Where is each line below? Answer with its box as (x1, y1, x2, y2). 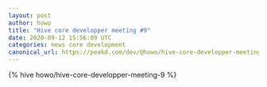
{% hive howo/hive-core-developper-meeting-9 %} (8, 70, 177, 79)
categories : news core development (8, 41, 126, 49)
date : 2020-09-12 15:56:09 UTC (8, 33, 112, 42)
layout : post (8, 11, 52, 20)
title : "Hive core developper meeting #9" (8, 26, 151, 34)
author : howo (8, 19, 52, 27)
